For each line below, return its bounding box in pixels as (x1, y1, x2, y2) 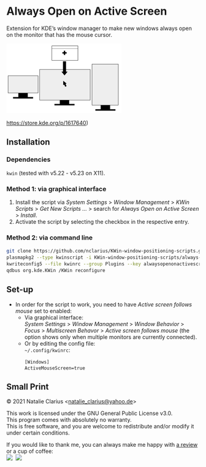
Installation (6, 137, 50, 148)
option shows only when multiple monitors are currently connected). (24, 333, 197, 341)
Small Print (6, 381, 49, 392)
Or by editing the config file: (24, 340, 96, 347)
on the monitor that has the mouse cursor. (6, 31, 112, 38)
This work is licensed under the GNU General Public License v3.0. (6, 409, 173, 417)
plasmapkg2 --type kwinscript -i (6, 254, 92, 261)
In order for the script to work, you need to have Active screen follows (15, 300, 192, 308)
